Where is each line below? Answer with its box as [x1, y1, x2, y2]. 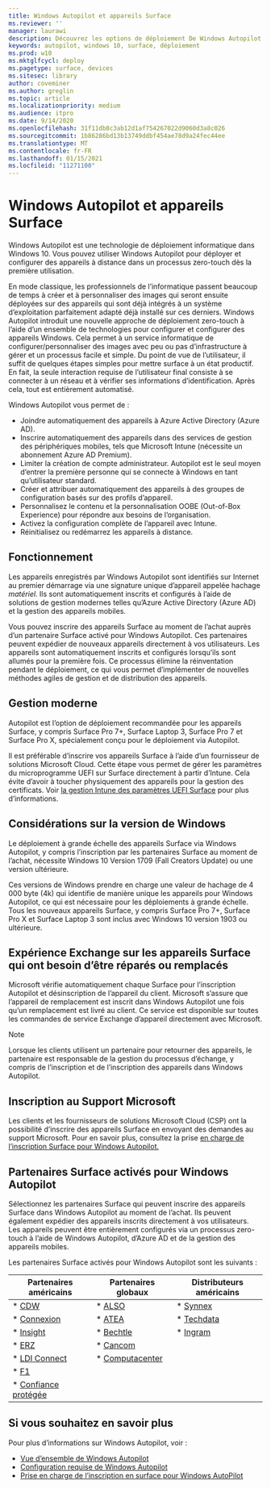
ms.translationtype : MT [8, 139, 89, 148]
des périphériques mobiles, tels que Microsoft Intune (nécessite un [19, 441, 244, 452]
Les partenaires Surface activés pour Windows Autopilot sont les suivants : [8, 1257, 258, 1267]
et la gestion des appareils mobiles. [8, 606, 127, 615]
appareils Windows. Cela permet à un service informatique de [8, 333, 214, 343]
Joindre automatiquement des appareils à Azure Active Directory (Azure [19, 416, 260, 426]
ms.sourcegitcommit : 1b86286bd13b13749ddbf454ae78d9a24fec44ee [8, 131, 226, 140]
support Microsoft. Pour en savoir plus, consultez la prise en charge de [8, 1133, 244, 1143]
